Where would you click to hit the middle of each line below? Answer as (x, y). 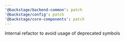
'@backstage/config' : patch (35, 14)
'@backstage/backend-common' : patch (43, 10)
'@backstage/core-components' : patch (45, 19)
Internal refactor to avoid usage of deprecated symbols (63, 33)
